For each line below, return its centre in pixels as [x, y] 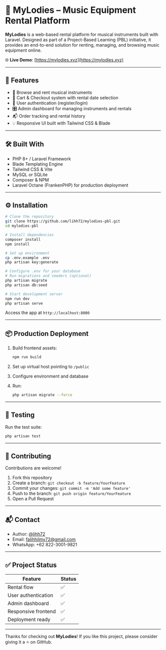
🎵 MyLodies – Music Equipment [71, 10]
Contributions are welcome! [33, 468]
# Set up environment [27, 253]
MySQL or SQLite [30, 174]
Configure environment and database [50, 376]
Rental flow [21, 587]
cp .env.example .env [27, 258]
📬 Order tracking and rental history [49, 116]
